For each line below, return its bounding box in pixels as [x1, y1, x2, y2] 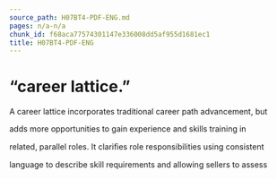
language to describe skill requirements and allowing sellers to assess [9, 159, 268, 170]
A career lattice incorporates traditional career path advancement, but [9, 107, 268, 117]
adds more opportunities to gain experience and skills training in [9, 124, 247, 134]
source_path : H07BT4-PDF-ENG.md [9, 13, 130, 22]
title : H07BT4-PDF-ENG [9, 38, 94, 47]
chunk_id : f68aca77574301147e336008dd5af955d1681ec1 [9, 30, 211, 38]
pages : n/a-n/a [9, 21, 66, 30]
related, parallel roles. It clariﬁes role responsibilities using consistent [9, 141, 264, 152]
